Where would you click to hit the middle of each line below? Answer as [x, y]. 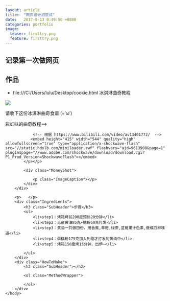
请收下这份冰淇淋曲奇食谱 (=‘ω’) [39, 113]
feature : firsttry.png [34, 39]
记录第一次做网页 [32, 61]
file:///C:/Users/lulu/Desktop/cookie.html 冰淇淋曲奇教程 [72, 93]
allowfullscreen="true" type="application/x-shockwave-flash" [73, 144]
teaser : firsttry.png [33, 34]
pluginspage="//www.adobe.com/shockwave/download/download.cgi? [75, 153]
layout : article [22, 10]
